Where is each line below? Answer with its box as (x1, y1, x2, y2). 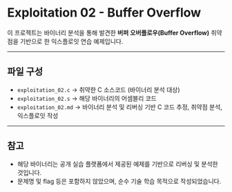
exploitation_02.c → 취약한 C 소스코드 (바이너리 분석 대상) (17, 85, 181, 94)
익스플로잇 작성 (17, 111, 59, 119)
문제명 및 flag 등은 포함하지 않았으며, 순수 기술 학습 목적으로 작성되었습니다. (17, 177, 222, 185)
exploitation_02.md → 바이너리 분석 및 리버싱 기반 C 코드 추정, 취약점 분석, (17, 102, 223, 111)
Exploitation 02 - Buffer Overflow (7, 5, 202, 21)
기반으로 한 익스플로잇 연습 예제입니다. (19, 37, 124, 46)
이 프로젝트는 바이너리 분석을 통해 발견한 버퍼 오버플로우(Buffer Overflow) (7, 28, 209, 37)
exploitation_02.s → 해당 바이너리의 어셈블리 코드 (17, 94, 157, 102)
